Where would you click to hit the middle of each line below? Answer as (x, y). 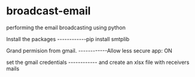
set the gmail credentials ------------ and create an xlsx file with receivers (98, 62)
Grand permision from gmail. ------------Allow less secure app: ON (89, 50)
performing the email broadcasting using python (66, 27)
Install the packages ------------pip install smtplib (68, 39)
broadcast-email (49, 11)
